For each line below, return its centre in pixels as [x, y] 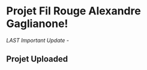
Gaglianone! [37, 24]
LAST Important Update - [37, 40]
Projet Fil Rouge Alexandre [73, 11]
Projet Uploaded [37, 59]
